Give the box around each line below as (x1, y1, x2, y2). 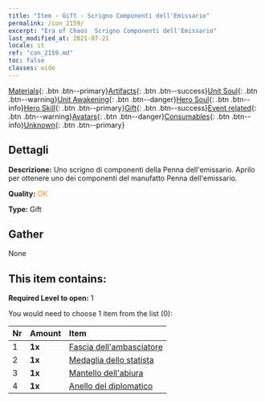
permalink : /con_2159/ (8, 19, 84, 27)
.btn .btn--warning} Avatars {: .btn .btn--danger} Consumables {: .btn (8, 112, 230, 121)
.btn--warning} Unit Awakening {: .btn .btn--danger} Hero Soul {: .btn (8, 94, 230, 104)
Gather (8, 227, 44, 241)
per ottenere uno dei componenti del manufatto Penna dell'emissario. (8, 173, 238, 183)
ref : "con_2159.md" (8, 49, 74, 57)
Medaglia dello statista (68, 355, 154, 366)
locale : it (8, 42, 45, 50)
